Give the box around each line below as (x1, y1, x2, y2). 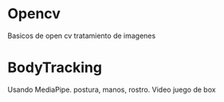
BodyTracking (7, 59, 103, 77)
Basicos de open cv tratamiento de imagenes (7, 31, 156, 40)
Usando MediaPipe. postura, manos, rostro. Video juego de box (7, 85, 216, 94)
